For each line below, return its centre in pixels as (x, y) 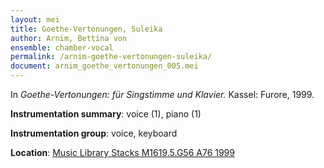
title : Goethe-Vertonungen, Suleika (86, 29)
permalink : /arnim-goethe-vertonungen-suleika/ (111, 57)
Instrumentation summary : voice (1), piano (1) (106, 114)
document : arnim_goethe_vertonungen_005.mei (104, 66)
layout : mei (35, 19)
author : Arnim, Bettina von (69, 38)
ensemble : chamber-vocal (62, 47)
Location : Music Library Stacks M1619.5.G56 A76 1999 (122, 152)
